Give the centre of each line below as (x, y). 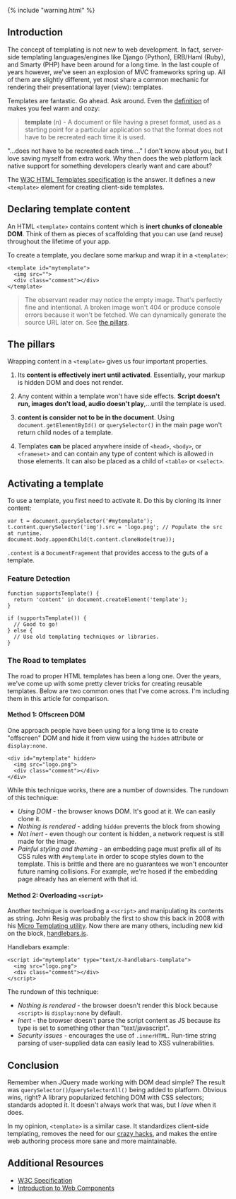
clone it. (29, 819)
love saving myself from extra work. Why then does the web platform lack (115, 158)
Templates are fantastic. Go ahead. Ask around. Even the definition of (108, 100)
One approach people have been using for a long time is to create (103, 731)
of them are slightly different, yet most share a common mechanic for (108, 79)
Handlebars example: (38, 947)
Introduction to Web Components (66, 1188)
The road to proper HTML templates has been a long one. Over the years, (114, 676)
